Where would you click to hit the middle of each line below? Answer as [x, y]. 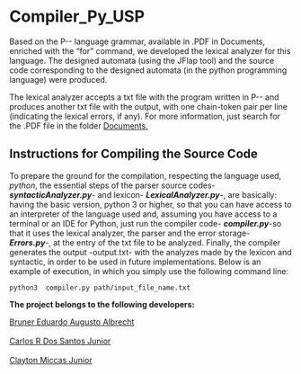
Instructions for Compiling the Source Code [134, 154]
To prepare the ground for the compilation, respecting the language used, [146, 175]
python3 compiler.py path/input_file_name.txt [100, 288]
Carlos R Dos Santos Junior [60, 341]
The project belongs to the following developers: [102, 304]
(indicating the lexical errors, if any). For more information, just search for [145, 116]
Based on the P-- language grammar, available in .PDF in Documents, [137, 41]
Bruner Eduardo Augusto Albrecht [72, 322]
